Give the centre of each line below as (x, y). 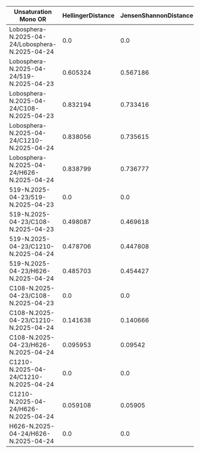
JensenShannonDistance (157, 16)
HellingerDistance (88, 16)
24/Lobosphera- (33, 44)
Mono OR (33, 19)
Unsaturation (33, 12)
